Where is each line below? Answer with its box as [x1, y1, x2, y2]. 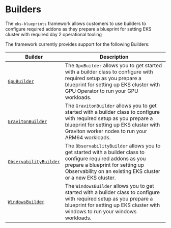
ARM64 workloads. [65, 134, 111, 141]
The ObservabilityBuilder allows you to [65, 142, 161, 149]
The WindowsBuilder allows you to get [65, 182, 154, 189]
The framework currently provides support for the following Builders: [5, 41, 150, 47]
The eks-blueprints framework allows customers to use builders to [5, 20, 147, 27]
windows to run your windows [65, 208, 137, 215]
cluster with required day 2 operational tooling [5, 31, 102, 37]
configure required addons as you [65, 155, 146, 162]
